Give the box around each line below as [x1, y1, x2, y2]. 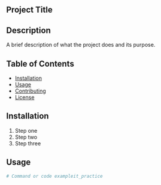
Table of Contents [6, 58, 75, 68]
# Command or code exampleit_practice [6, 173, 103, 179]
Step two [14, 133, 38, 141]
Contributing [14, 87, 46, 95]
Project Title [6, 5, 53, 15]
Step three [14, 139, 41, 147]
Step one [14, 127, 38, 134]
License [14, 94, 35, 101]
